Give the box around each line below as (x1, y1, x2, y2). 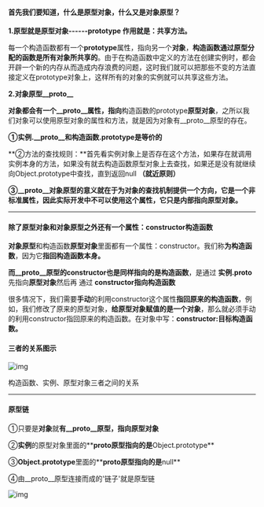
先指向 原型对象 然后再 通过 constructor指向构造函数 (8, 278, 176, 287)
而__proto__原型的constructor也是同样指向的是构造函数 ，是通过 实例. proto (8, 268, 253, 277)
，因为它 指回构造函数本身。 (15, 251, 104, 261)
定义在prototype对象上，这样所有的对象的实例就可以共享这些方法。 (14, 72, 233, 82)
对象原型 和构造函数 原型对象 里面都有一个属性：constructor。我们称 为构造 (8, 241, 246, 251)
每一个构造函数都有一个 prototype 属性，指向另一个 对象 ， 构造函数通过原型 (8, 43, 248, 53)
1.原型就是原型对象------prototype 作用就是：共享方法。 (8, 26, 192, 35)
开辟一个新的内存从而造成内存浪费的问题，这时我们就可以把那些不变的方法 (8, 63, 249, 72)
